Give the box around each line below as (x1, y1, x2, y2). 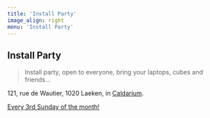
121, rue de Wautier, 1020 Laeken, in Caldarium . (7, 89, 144, 98)
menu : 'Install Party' (7, 23, 74, 30)
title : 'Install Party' (7, 10, 77, 18)
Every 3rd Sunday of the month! (7, 103, 100, 111)
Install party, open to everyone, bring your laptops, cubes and (24, 68, 204, 77)
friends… (24, 75, 51, 84)
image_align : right (7, 17, 65, 24)
